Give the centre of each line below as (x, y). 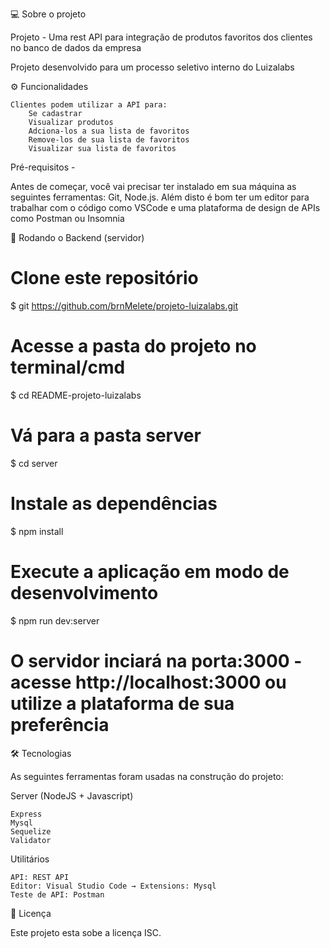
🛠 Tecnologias (41, 753)
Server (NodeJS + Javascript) (72, 795)
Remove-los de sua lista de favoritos (109, 140)
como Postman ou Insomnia (67, 218)
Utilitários (30, 859)
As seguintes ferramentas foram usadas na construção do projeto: (147, 776)
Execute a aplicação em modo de (150, 571)
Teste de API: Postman (57, 894)
